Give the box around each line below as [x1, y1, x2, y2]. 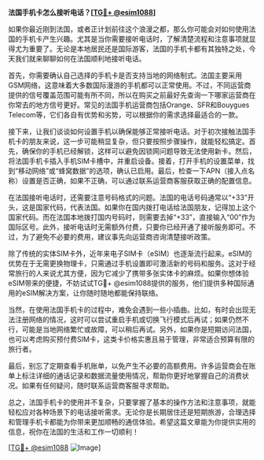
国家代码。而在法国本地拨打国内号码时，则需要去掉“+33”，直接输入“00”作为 [8, 213, 255, 221]
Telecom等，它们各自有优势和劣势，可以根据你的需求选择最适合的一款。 [8, 110, 243, 119]
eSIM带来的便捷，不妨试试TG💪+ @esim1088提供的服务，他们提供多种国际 [8, 279, 248, 287]
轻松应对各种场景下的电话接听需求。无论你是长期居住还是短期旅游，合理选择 [8, 407, 256, 417]
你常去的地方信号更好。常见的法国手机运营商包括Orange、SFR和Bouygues [8, 100, 250, 109]
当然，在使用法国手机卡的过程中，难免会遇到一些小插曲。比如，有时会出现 [8, 305, 249, 314]
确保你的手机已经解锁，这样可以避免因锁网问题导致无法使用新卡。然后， [21, 147, 256, 156]
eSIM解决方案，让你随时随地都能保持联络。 [21, 288, 163, 298]
